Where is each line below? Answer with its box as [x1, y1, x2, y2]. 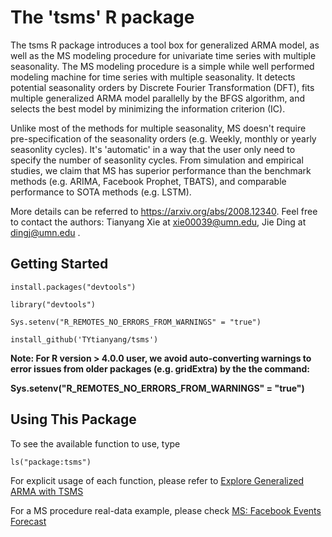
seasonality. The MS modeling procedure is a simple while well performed [10, 60, 315, 72]
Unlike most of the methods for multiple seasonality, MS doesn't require [10, 122, 307, 134]
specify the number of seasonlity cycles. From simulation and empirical [10, 154, 304, 166]
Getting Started [10, 256, 109, 273]
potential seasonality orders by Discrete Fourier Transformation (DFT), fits [10, 81, 315, 93]
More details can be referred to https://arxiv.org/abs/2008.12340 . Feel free [10, 205, 318, 217]
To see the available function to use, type [10, 437, 181, 450]
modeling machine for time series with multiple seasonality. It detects [10, 71, 296, 83]
